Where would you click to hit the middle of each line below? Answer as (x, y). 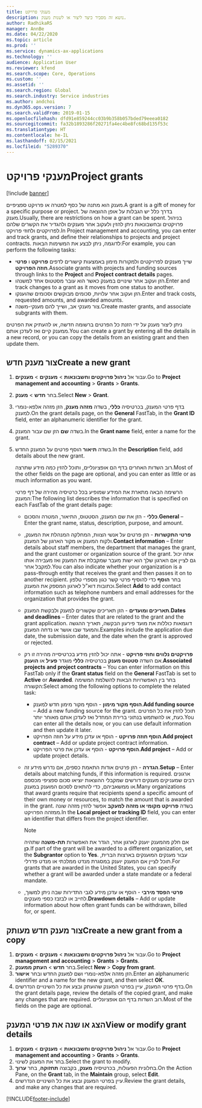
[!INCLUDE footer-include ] (38, 1099)
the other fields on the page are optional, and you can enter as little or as (105, 474)
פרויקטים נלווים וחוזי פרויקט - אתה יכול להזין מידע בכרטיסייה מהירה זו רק (108, 654)
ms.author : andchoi (31, 101)
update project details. (61, 756)
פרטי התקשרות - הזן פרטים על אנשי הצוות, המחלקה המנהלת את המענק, (107, 535)
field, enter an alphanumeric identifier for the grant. (79, 419)
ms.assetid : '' (25, 85)
